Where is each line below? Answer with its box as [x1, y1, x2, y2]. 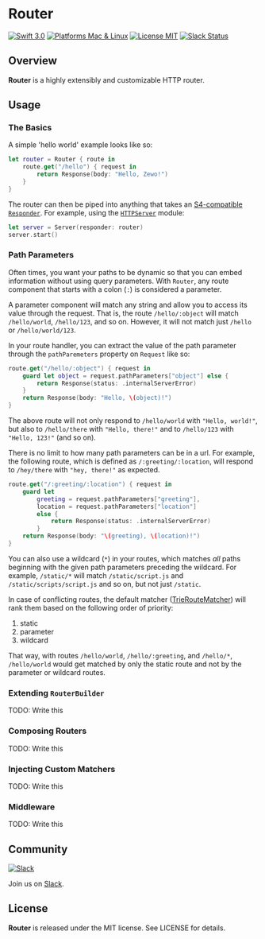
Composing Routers [8, 725, 87, 736]
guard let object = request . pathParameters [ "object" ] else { [22, 371, 229, 380]
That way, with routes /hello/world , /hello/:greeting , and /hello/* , [8, 650, 232, 660]
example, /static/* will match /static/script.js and [8, 570, 184, 580]
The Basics [8, 122, 52, 134]
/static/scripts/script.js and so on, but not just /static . [8, 579, 202, 588]
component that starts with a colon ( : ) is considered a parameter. [8, 284, 222, 294]
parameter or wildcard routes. [8, 667, 106, 677]
